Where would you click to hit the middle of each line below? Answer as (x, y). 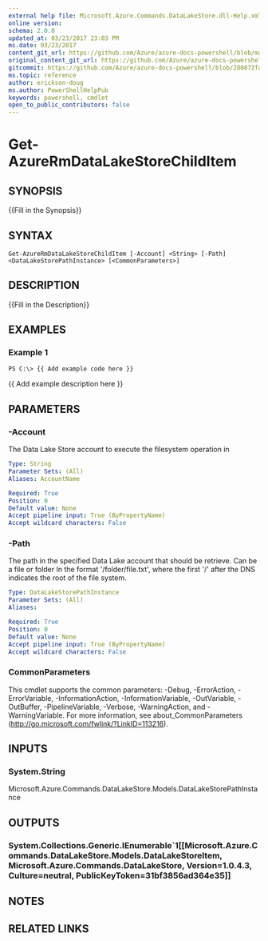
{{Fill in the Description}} (49, 304)
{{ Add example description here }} (66, 384)
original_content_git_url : (53, 61)
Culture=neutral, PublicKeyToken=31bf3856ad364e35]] (120, 875)
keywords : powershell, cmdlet (59, 98)
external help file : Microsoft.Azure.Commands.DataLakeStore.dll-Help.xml (135, 16)
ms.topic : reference (43, 75)
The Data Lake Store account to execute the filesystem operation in (119, 450)
